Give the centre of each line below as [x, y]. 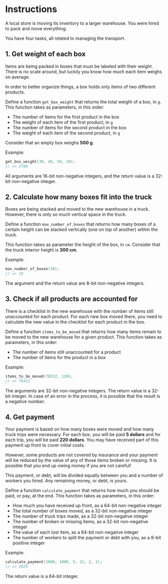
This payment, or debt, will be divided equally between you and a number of [84, 475]
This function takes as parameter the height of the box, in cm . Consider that [83, 244]
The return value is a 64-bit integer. [42, 576]
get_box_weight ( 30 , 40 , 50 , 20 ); [40, 161]
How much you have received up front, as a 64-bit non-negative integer [87, 506]
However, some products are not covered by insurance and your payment [81, 455]
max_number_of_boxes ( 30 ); [32, 269]
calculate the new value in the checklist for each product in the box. [75, 322]
